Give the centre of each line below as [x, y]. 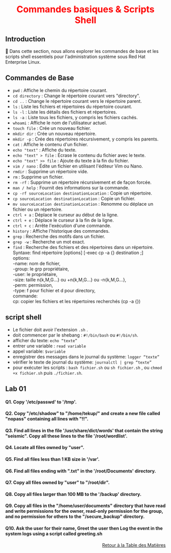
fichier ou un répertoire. [37, 209]
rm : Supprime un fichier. [38, 177]
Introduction [25, 39]
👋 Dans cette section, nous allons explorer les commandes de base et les [82, 51]
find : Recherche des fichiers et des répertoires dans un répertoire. [83, 247]
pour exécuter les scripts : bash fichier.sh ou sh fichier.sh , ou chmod [87, 367]
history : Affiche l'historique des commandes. [61, 231]
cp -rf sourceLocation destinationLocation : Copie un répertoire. [82, 193]
